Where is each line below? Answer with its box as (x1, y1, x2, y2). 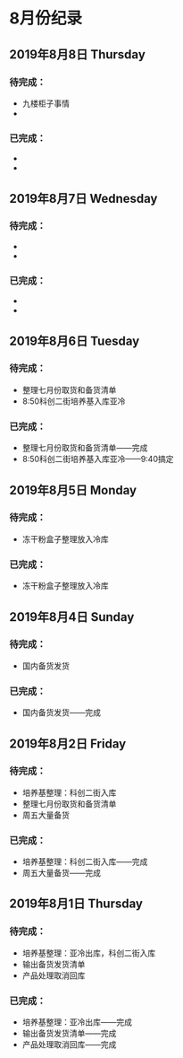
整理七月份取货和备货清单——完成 (21, 442, 148, 453)
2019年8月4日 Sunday (9, 609, 135, 625)
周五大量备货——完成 (21, 868, 101, 879)
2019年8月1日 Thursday (9, 896, 143, 912)
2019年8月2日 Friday (9, 736, 127, 751)
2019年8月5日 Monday (9, 482, 137, 498)
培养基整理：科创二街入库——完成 (21, 856, 148, 867)
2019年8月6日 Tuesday (9, 333, 140, 348)
